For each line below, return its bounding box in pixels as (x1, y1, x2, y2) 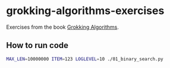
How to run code (6, 40, 69, 50)
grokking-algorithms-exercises (6, 4, 165, 18)
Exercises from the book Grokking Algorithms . (6, 23, 119, 30)
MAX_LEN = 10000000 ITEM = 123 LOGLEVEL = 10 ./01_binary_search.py (6, 56, 163, 62)
